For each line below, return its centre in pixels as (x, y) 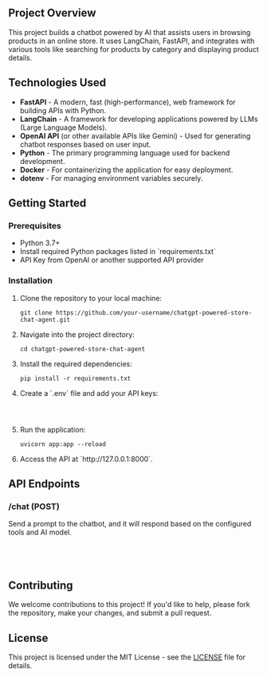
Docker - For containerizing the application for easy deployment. (126, 170)
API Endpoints (44, 484)
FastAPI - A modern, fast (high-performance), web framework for (128, 102)
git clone (36, 313)
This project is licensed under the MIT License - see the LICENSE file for (127, 657)
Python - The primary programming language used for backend (125, 153)
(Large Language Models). (63, 127)
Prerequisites (35, 225)
